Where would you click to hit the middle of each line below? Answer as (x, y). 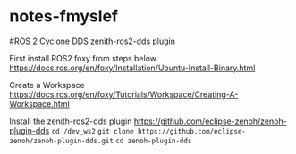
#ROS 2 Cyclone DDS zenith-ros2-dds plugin (93, 41)
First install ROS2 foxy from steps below (83, 58)
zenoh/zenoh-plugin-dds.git (62, 141)
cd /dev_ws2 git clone (93, 131)
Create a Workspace (47, 85)
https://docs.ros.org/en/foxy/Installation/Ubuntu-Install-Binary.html (132, 68)
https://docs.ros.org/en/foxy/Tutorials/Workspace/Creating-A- (124, 94)
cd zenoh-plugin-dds (154, 141)
